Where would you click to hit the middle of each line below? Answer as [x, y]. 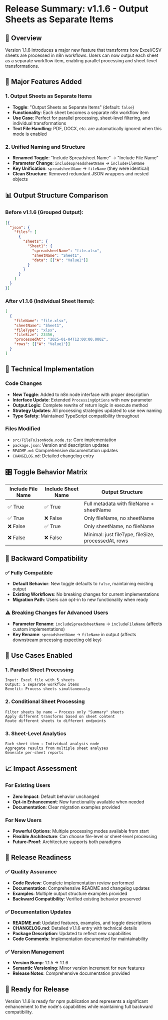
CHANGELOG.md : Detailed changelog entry [53, 456]
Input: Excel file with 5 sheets [40, 680]
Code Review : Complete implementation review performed [73, 883]
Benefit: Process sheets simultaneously [48, 689]
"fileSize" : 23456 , [34, 335]
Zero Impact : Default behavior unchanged [56, 796]
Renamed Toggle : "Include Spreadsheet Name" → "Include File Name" [85, 158]
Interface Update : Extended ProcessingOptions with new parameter [82, 399]
